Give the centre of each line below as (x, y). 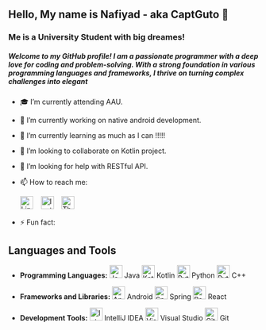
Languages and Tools (62, 250)
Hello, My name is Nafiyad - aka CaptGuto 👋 (118, 15)
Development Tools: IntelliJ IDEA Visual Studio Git (124, 318)
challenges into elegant (48, 81)
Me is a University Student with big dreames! (96, 37)
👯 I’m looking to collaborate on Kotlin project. (93, 151)
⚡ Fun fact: (37, 222)
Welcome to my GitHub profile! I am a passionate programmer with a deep (133, 56)
